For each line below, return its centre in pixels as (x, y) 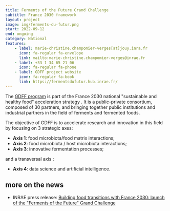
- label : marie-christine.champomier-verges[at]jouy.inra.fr (81, 48)
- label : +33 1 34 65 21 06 (44, 63)
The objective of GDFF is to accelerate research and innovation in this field (84, 122)
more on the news (35, 185)
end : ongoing (19, 34)
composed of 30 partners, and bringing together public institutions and (80, 107)
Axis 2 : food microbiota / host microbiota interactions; (70, 143)
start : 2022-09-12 (25, 29)
